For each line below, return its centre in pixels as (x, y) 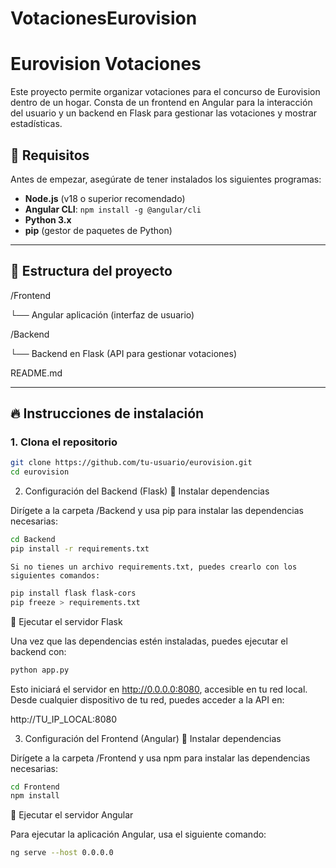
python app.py (40, 670)
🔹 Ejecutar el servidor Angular (72, 815)
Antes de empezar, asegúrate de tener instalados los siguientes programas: (166, 179)
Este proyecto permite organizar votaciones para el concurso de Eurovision (165, 92)
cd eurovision (40, 472)
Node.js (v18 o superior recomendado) (105, 198)
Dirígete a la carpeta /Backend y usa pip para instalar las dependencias (157, 511)
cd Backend (33, 540)
